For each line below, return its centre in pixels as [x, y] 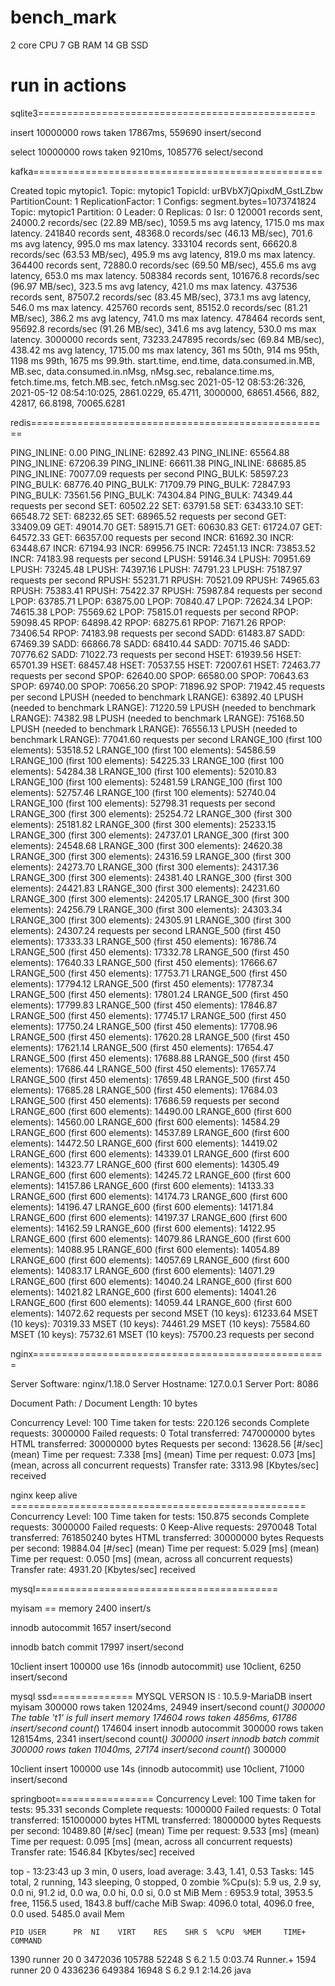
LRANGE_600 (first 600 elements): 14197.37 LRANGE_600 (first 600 [149, 1217]
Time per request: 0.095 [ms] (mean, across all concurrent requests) [151, 1841]
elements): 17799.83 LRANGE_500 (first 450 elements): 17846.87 [144, 1005]
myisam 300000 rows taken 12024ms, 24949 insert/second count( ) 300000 [167, 1707]
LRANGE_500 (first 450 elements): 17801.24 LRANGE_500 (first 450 [149, 994]
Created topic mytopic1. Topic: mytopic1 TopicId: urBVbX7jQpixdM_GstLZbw [166, 190]
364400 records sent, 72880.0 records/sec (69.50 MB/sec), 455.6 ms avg [163, 265]
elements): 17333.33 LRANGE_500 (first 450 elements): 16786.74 [144, 941]
